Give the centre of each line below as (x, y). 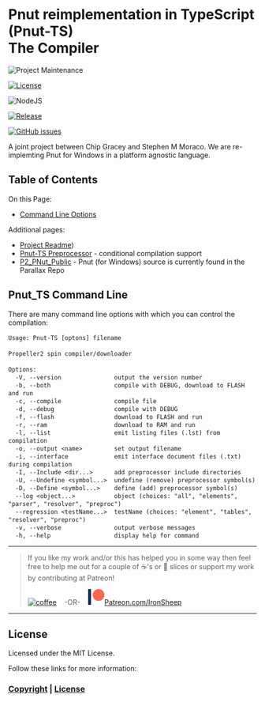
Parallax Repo (42, 270)
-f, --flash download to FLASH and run (109, 417)
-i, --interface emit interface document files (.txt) (129, 456)
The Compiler (54, 48)
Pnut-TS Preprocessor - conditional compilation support (111, 253)
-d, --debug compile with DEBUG (97, 409)
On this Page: (30, 198)
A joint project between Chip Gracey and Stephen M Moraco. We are (119, 146)
